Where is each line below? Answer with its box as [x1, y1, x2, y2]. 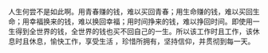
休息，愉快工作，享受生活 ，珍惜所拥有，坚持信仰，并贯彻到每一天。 [29, 36, 255, 46]
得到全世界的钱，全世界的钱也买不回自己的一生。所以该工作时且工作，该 [14, 27, 253, 36]
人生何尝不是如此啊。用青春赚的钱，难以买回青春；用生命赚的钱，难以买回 [8, 7, 253, 16]
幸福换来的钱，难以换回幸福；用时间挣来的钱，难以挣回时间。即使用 [29, 17, 253, 26]
